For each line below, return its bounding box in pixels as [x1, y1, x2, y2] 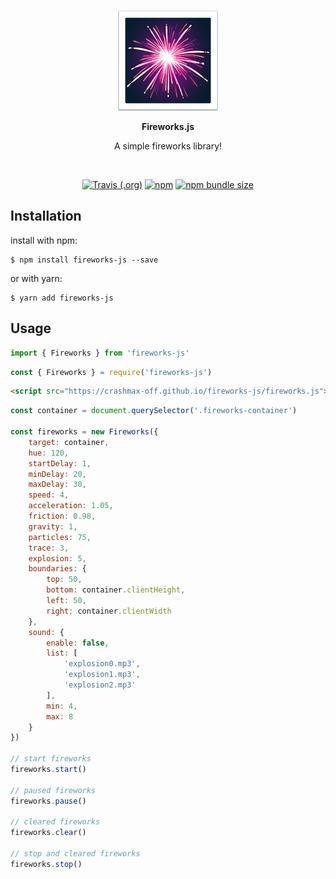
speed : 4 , [28, 490, 70, 500]
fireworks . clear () [10, 828, 87, 838]
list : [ [46, 648, 78, 659]
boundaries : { [28, 564, 87, 574]
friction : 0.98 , [28, 511, 97, 521]
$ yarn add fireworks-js [10, 293, 114, 303]
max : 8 [46, 711, 74, 722]
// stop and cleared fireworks [10, 849, 141, 859]
